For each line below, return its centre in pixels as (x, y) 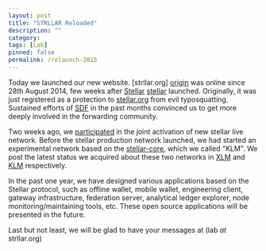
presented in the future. (47, 214)
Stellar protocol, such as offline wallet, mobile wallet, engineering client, (126, 189)
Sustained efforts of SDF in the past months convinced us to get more (122, 107)
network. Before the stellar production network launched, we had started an (132, 140)
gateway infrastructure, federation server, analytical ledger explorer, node (129, 197)
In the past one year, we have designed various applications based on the (129, 180)
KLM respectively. (38, 165)
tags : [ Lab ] (28, 45)
